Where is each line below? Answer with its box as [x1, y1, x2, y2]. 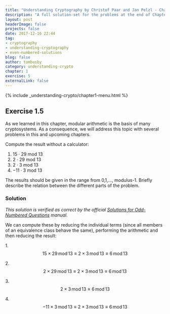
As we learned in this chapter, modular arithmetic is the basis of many [5, 120, 151, 127]
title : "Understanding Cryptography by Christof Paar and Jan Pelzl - [5, 7, 157, 13]
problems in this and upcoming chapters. [5, 131, 91, 137]
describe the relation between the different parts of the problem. [5, 182, 140, 189]
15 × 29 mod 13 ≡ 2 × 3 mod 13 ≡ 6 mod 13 [42, 250, 128, 257]
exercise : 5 [5, 74, 30, 79]
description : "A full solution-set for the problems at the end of [5, 12, 151, 17]
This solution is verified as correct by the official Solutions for [5, 206, 134, 212]
